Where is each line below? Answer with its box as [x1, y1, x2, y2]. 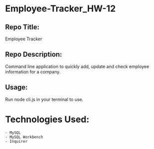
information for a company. [5, 69, 61, 74]
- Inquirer [5, 139, 28, 144]
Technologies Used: [5, 114, 89, 125]
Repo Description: [5, 50, 62, 59]
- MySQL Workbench [5, 135, 43, 140]
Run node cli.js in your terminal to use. [5, 96, 83, 102]
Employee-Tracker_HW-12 [5, 3, 116, 14]
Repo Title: [5, 23, 40, 31]
